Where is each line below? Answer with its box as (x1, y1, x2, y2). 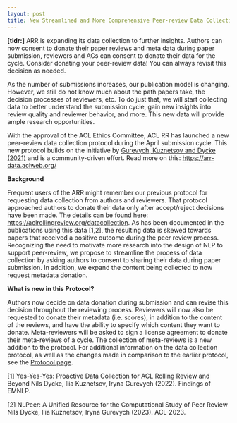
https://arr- (182, 153, 215, 162)
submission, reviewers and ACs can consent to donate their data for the (7, 51, 216, 60)
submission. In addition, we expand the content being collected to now (7, 263, 213, 271)
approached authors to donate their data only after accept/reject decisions (7, 203, 224, 211)
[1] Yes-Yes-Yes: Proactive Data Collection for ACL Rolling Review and (7, 372, 210, 380)
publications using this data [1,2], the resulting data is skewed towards (7, 226, 212, 234)
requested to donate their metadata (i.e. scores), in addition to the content (7, 313, 223, 321)
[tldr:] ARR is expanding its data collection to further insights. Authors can (7, 36, 223, 44)
